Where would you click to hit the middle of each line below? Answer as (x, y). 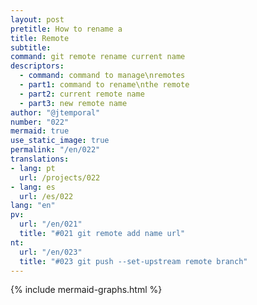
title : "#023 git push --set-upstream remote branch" (133, 261)
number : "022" (40, 122)
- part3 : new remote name (73, 103)
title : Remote (40, 38)
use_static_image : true (60, 141)
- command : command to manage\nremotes (102, 76)
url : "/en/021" (51, 224)
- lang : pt (33, 168)
